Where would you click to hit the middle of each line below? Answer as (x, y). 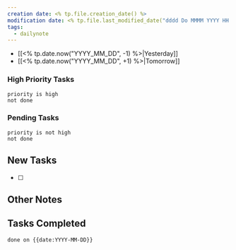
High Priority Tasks (41, 80)
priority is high (33, 94)
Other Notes (35, 200)
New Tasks (32, 161)
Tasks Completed (47, 224)
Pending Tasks (33, 118)
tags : (15, 27)
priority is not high (39, 132)
